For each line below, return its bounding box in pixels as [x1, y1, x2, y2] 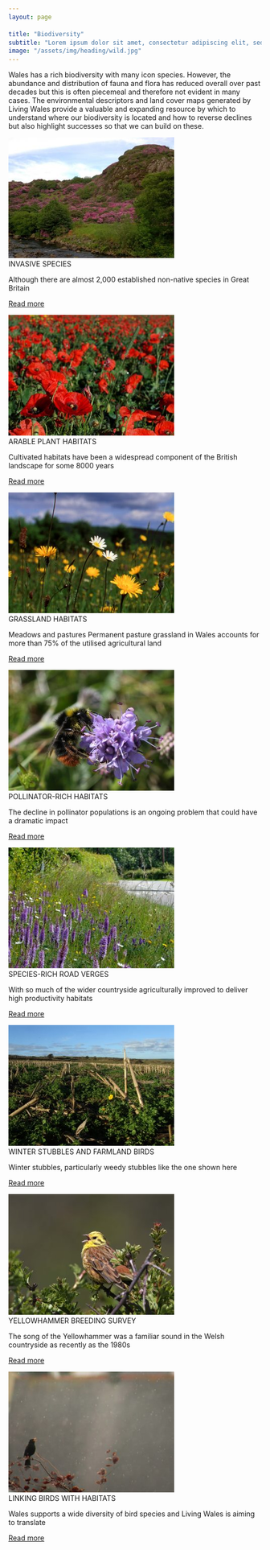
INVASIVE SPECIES [8, 259, 72, 269]
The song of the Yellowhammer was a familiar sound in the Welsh [8, 1332, 225, 1342]
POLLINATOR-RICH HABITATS [8, 792, 108, 802]
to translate [8, 1518, 47, 1527]
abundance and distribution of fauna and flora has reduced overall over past [8, 79, 261, 89]
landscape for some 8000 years [8, 461, 115, 471]
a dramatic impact [8, 816, 68, 826]
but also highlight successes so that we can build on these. [8, 122, 204, 131]
